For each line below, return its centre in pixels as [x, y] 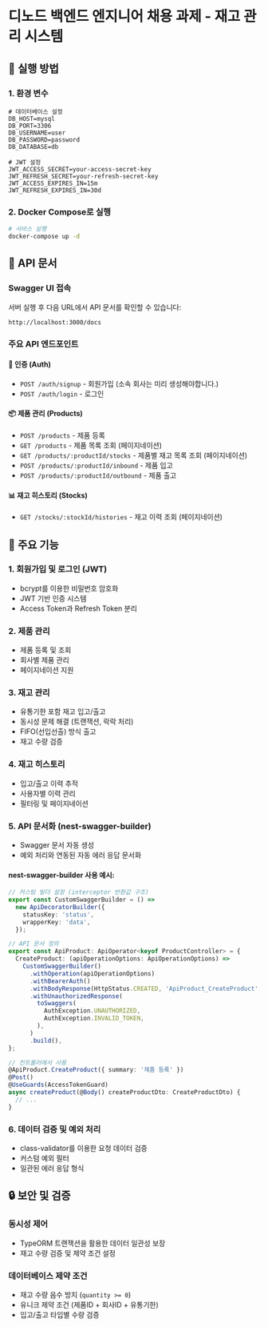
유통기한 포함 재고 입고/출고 [63, 712]
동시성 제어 [28, 1224]
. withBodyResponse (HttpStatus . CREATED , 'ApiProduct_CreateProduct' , [146, 988]
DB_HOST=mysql [32, 118]
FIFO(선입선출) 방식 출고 [58, 732]
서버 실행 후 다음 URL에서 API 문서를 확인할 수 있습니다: [95, 307]
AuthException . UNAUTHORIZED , [92, 1011]
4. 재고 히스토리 [37, 764]
